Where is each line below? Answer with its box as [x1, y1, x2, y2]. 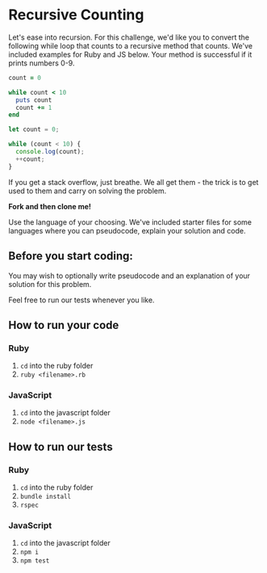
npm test [19, 557, 50, 565]
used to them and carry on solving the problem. [8, 186, 167, 196]
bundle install [19, 493, 72, 501]
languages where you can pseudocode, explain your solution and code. [8, 225, 246, 235]
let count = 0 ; [8, 125, 60, 134]
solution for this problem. [8, 279, 92, 289]
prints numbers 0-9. [8, 58, 75, 68]
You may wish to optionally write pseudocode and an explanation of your [8, 271, 251, 280]
